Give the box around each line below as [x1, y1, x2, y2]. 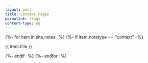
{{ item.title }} [5, 43, 33, 49]
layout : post [5, 7, 32, 12]
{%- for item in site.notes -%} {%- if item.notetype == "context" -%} [5, 34, 144, 40]
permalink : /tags [5, 16, 41, 21]
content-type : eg [5, 21, 41, 26]
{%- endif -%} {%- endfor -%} [5, 53, 67, 59]
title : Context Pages [5, 12, 49, 17]
